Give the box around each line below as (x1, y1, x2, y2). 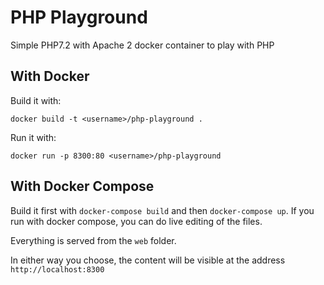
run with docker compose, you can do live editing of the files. (10, 215, 263, 227)
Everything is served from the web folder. (10, 234, 177, 246)
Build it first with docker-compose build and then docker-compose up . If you (10, 204, 315, 216)
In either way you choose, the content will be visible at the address (10, 254, 286, 266)
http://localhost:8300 (10, 264, 105, 275)
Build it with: (10, 94, 62, 106)
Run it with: (10, 131, 57, 143)
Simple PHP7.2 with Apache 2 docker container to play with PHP (10, 39, 275, 51)
